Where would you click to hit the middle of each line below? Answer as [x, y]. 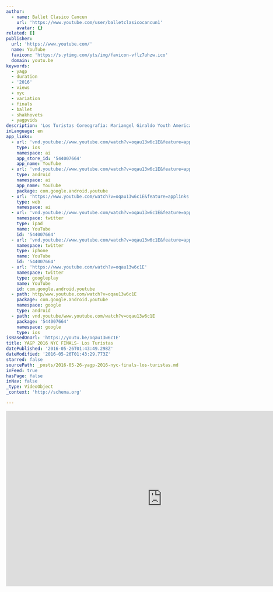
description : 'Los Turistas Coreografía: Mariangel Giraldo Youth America [99, 126]
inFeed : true [22, 370]
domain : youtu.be [32, 60]
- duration [24, 77]
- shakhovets [27, 115]
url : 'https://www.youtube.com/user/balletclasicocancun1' [90, 22]
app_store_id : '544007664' [49, 159]
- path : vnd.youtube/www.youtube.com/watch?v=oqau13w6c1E [83, 316]
